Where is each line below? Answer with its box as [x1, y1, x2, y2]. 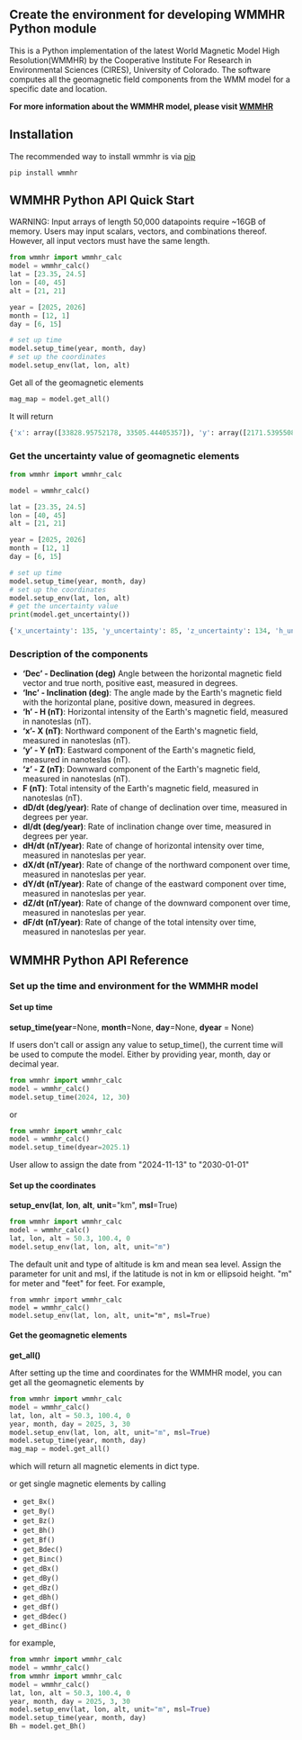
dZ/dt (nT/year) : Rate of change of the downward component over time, [22, 897, 290, 908]
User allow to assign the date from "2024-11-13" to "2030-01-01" [9, 1159, 250, 1170]
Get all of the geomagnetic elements [9, 377, 144, 388]
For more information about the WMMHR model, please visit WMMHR [9, 101, 274, 112]
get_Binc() [22, 1555, 64, 1564]
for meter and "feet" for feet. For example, [9, 1277, 166, 1288]
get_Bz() [22, 1517, 56, 1526]
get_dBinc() [22, 1622, 67, 1631]
